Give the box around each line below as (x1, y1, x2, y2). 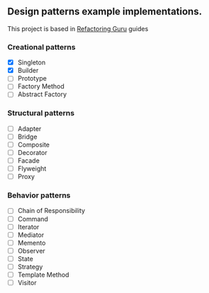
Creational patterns (7, 42, 76, 52)
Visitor (17, 279, 37, 287)
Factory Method (17, 82, 65, 91)
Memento (17, 239, 46, 247)
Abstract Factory (17, 90, 67, 98)
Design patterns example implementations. (7, 6, 203, 18)
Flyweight (17, 164, 47, 173)
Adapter (17, 124, 42, 133)
